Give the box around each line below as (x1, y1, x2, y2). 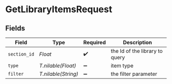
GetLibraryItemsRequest (5, 4, 113, 15)
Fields (5, 24, 26, 33)
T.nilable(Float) (39, 62, 76, 69)
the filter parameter (111, 70, 158, 77)
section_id (8, 51, 34, 57)
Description (122, 39, 153, 46)
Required (83, 39, 106, 46)
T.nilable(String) (39, 70, 78, 77)
